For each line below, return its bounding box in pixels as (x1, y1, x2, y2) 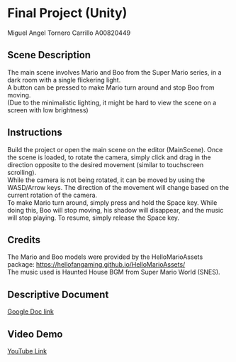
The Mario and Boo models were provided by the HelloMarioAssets (7, 252, 203, 261)
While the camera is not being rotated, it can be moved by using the (7, 176, 206, 184)
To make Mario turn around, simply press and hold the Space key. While (7, 198, 218, 207)
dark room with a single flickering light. (7, 75, 121, 84)
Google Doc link (7, 307, 55, 316)
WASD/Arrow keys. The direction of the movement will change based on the (7, 183, 230, 191)
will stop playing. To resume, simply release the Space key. (7, 213, 179, 222)
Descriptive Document (7, 288, 109, 300)
